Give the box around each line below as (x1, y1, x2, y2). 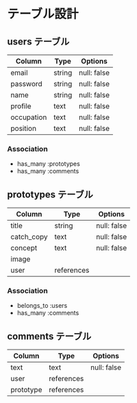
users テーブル (7, 36, 70, 47)
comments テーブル (7, 330, 92, 342)
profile (10, 101, 32, 110)
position (10, 124, 36, 133)
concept (10, 243, 38, 253)
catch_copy (10, 232, 48, 242)
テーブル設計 (7, 6, 79, 22)
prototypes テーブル (7, 188, 94, 200)
